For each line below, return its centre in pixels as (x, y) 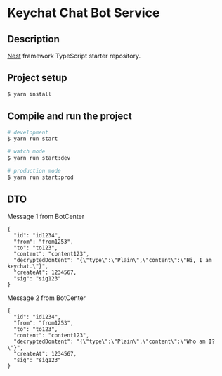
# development (28, 132)
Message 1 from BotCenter (46, 216)
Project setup (38, 78)
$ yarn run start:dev (39, 158)
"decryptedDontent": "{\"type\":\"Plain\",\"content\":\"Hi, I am (113, 260)
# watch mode (26, 152)
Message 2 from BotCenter (47, 298)
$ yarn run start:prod (40, 177)
